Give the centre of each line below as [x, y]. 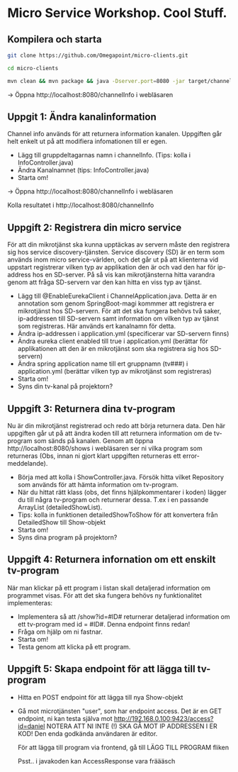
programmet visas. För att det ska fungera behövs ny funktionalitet [104, 595]
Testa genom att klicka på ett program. [74, 647]
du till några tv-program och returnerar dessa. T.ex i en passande [113, 500]
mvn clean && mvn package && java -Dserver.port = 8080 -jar [96, 81]
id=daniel [31, 726]
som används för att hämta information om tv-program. [98, 485]
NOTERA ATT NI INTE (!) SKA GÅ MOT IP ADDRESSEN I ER [132, 726]
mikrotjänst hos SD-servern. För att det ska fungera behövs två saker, [119, 311]
